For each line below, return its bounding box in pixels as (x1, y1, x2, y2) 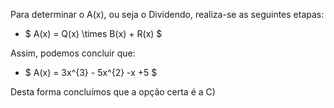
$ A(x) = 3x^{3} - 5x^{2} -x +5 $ (24, 67, 158, 78)
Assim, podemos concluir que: (10, 47, 136, 59)
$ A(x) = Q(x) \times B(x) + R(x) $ (24, 28, 163, 39)
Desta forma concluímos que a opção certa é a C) (10, 86, 216, 98)
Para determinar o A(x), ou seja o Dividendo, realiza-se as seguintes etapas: (10, 9, 325, 20)
